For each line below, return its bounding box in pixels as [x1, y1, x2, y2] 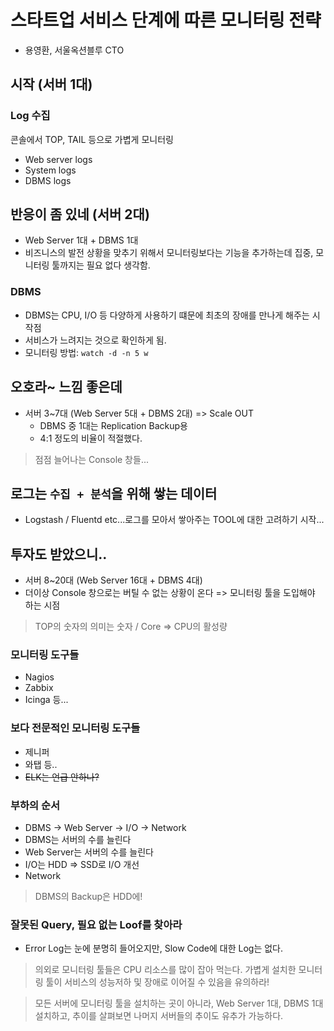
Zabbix [24, 682, 54, 694]
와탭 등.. [24, 758, 58, 770]
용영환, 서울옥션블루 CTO [24, 44, 125, 56]
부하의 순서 [10, 798, 61, 812]
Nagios [24, 671, 55, 683]
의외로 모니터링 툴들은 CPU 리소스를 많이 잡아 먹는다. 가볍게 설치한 [34, 964, 297, 976]
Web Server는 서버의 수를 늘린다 [24, 846, 154, 858]
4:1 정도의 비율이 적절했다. [39, 432, 143, 444]
